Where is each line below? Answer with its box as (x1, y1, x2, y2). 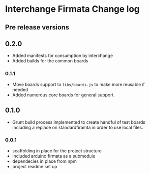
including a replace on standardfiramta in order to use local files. (12, 124, 144, 130)
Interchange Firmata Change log (5, 3, 140, 15)
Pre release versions (5, 23, 69, 31)
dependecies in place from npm (12, 158, 77, 164)
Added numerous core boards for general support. (12, 92, 115, 98)
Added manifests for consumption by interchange (12, 53, 113, 58)
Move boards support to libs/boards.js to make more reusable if (12, 81, 145, 87)
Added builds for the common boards (12, 58, 89, 64)
